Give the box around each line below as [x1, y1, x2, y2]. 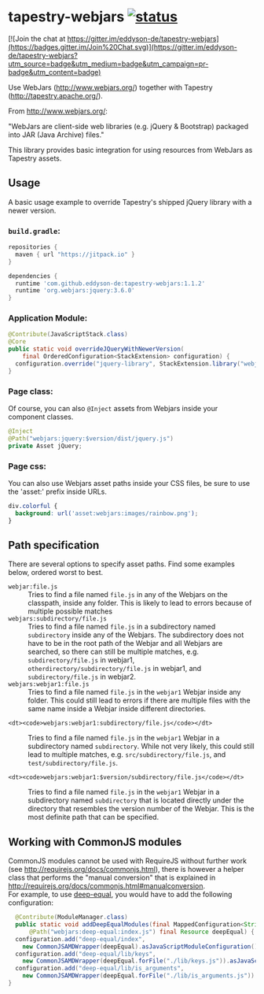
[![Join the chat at [8, 34, 66, 43]
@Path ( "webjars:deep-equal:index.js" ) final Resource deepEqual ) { [28, 928, 255, 936]
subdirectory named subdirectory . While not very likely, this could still [27, 741, 255, 751]
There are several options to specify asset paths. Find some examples [8, 559, 236, 569]
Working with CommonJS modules [8, 835, 182, 848]
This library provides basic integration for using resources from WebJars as [8, 145, 253, 154]
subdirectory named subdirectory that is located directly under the [27, 796, 244, 805]
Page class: [8, 386, 53, 397]
